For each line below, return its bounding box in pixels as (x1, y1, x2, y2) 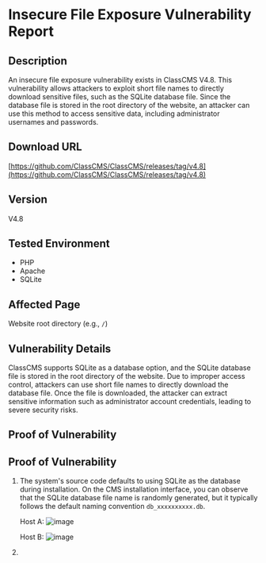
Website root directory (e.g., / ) (8, 319, 108, 329)
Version (8, 193, 47, 206)
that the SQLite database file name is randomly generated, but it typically (19, 493, 258, 503)
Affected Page (8, 298, 81, 311)
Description (8, 54, 67, 67)
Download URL (8, 141, 82, 154)
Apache (19, 266, 46, 276)
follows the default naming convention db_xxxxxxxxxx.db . (19, 502, 206, 511)
